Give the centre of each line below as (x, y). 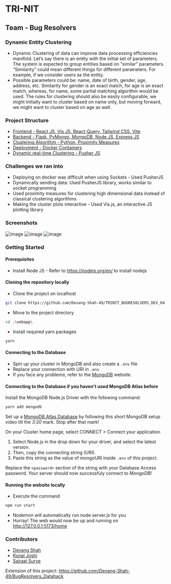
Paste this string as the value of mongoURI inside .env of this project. (85, 458)
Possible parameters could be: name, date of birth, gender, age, (79, 80)
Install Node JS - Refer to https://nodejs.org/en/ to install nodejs (80, 271)
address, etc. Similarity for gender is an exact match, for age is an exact (88, 85)
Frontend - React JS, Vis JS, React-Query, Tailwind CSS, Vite (77, 132)
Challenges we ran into (34, 166)
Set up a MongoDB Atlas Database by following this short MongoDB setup (83, 417)
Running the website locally (35, 485)
